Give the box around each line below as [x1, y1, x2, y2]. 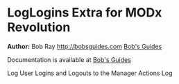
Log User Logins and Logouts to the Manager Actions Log [7, 69, 173, 77]
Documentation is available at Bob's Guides [7, 55, 132, 63]
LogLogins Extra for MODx [7, 5, 162, 21]
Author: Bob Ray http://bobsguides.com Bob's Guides [7, 42, 162, 50]
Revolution [7, 19, 71, 35]
